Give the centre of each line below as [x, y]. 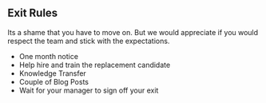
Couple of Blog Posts [54, 81]
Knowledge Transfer [53, 73]
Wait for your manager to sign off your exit [89, 90]
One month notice [49, 56]
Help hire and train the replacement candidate [95, 65]
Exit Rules [33, 13]
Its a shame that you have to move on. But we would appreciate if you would [133, 32]
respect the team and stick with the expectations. [89, 41]
